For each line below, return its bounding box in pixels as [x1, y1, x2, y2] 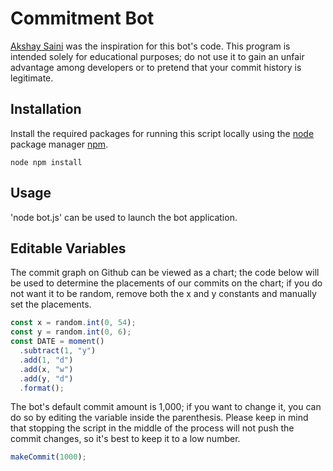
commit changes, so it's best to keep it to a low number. [10, 433, 241, 445]
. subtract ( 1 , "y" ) [19, 346, 97, 356]
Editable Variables [10, 240, 127, 257]
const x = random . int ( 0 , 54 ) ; [10, 318, 137, 328]
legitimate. [10, 72, 54, 84]
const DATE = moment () [10, 337, 105, 347]
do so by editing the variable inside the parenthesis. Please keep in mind [10, 412, 309, 424]
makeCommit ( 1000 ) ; [10, 452, 87, 462]
